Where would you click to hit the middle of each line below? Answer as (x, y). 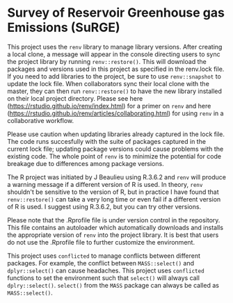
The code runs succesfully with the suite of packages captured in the (107, 141)
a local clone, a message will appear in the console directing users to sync (114, 54)
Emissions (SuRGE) (64, 27)
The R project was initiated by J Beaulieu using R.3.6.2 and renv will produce (116, 177)
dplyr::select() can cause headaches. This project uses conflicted (106, 270)
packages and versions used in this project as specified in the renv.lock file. (116, 69)
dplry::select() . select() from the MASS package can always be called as (113, 285)
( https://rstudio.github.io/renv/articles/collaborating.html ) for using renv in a (115, 113)
